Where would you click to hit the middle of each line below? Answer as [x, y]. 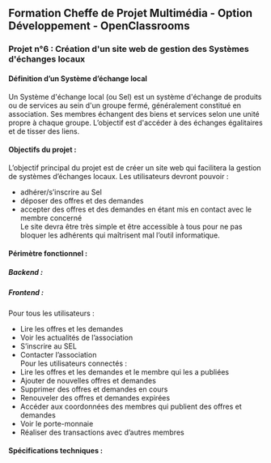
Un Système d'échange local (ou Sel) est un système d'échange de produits [135, 96]
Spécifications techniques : [56, 451]
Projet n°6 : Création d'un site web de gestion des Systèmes [129, 49]
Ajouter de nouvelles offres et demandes [88, 380]
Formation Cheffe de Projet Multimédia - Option [131, 13]
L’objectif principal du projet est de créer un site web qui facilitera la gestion [135, 167]
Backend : [25, 272]
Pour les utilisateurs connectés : [74, 363]
